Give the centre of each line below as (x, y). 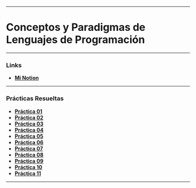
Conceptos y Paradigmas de (76, 27)
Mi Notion (27, 78)
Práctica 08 (29, 155)
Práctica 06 (29, 142)
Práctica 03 (29, 124)
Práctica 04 (29, 130)
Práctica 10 (28, 167)
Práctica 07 (29, 148)
